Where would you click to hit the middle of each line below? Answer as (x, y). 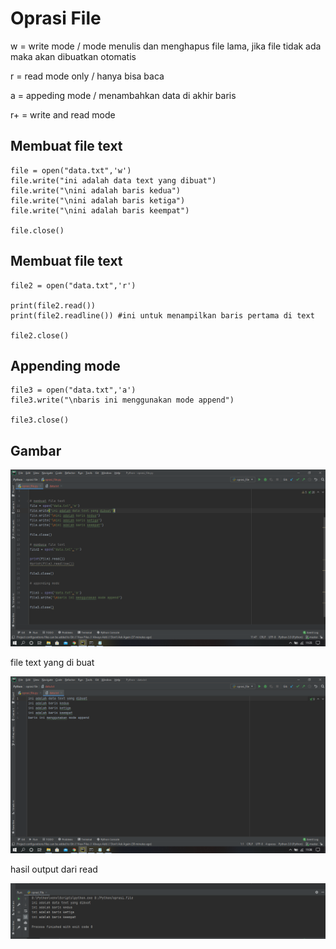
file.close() (37, 230)
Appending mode (65, 365)
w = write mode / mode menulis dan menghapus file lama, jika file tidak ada (166, 46)
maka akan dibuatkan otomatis (73, 56)
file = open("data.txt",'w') (71, 170)
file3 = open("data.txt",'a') (73, 390)
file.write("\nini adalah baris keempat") (100, 210)
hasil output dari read (54, 869)
